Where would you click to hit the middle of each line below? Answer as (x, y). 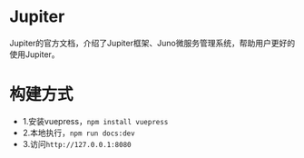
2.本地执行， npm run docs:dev (78, 133)
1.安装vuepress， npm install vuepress (95, 121)
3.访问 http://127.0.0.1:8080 (77, 143)
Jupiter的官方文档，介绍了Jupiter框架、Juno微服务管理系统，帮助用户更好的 (152, 43)
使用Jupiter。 (35, 54)
